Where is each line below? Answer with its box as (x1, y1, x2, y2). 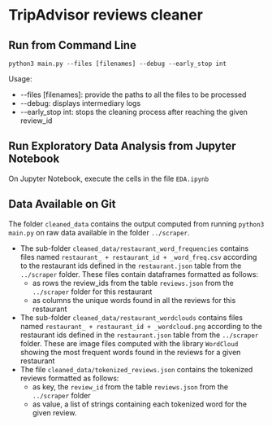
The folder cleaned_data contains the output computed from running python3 (8, 218, 265, 229)
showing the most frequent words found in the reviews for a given (19, 347, 241, 357)
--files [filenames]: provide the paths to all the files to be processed (19, 90, 247, 99)
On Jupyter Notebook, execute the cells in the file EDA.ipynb (8, 173, 209, 183)
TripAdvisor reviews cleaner (8, 6, 203, 24)
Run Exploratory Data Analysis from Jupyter (8, 139, 237, 153)
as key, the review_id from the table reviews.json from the (32, 381, 229, 392)
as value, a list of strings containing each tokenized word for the (32, 399, 248, 409)
